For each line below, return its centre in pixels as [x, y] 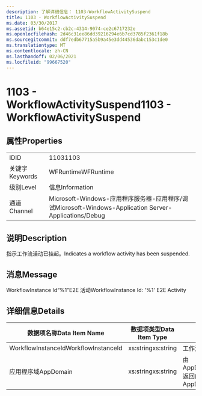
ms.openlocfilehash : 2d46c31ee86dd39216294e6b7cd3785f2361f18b [87, 34]
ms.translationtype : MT [36, 46]
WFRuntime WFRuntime [81, 172]
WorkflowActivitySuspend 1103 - [89, 104]
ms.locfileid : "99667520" [38, 62]
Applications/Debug [77, 215]
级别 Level [23, 187]
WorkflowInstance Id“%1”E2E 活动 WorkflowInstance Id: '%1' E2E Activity [96, 290]
